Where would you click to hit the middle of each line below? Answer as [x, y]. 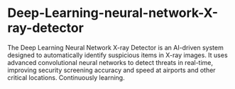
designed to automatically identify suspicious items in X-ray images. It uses [118, 55]
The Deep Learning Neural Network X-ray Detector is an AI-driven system [115, 47]
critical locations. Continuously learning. [66, 77]
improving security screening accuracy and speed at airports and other [111, 70]
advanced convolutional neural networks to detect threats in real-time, [110, 62]
